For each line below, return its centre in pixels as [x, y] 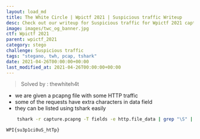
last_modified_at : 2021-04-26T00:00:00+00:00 [63, 67]
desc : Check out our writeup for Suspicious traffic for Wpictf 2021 [94, 23]
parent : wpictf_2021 [32, 39]
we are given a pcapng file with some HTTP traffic [76, 95]
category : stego [26, 45]
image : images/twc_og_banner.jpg [48, 28]
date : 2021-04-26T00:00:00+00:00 [48, 61]
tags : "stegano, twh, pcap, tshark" [51, 56]
